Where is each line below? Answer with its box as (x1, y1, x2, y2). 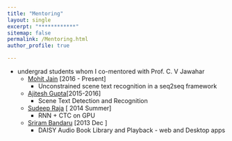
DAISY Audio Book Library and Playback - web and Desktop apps (38, 126, 226, 134)
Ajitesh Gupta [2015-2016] (27, 89, 101, 97)
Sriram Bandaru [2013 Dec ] (27, 119, 108, 126)
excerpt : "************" (7, 23, 79, 30)
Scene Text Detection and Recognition (38, 97, 148, 104)
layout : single (7, 17, 51, 23)
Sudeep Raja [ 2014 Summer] (27, 104, 112, 112)
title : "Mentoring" (7, 10, 64, 17)
